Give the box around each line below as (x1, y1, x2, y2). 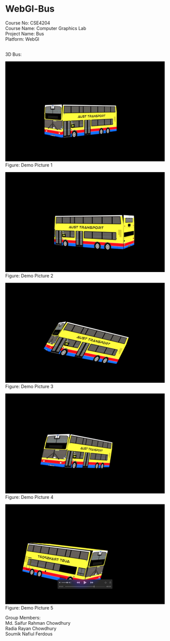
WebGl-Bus (5, 3, 55, 15)
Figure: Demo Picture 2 (5, 273, 54, 279)
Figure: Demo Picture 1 (5, 162, 53, 168)
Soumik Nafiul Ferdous (5, 630, 53, 637)
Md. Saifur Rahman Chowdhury (5, 620, 71, 626)
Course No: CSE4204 (5, 20, 51, 26)
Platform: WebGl (5, 36, 39, 42)
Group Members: (5, 615, 41, 621)
